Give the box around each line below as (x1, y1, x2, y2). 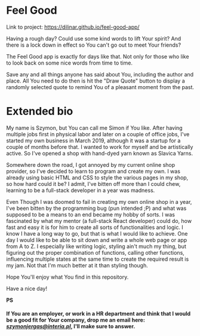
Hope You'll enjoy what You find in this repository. (6, 273, 129, 280)
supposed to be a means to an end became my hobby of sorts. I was (6, 210, 175, 218)
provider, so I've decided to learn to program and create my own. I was (6, 167, 181, 175)
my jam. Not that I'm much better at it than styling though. (6, 261, 148, 269)
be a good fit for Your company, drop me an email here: (6, 316, 145, 323)
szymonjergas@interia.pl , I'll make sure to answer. (6, 323, 136, 330)
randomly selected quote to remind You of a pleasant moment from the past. (6, 83, 195, 90)
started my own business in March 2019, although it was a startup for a (6, 137, 181, 144)
